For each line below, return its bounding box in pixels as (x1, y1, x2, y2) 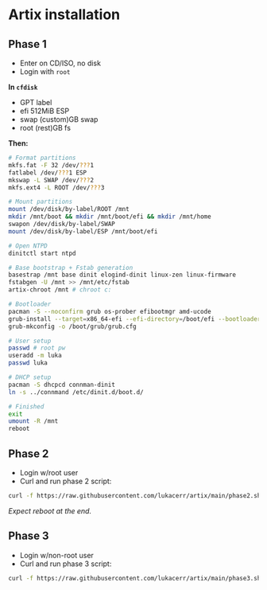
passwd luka (8, 359, 48, 367)
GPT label (19, 98, 52, 107)
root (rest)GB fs (19, 123, 72, 132)
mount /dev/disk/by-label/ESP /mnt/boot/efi (8, 227, 158, 236)
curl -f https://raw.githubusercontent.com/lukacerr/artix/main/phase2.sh (8, 491, 261, 499)
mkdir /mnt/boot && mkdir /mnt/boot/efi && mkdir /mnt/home (8, 213, 212, 221)
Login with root (19, 67, 71, 76)
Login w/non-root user (19, 550, 94, 560)
